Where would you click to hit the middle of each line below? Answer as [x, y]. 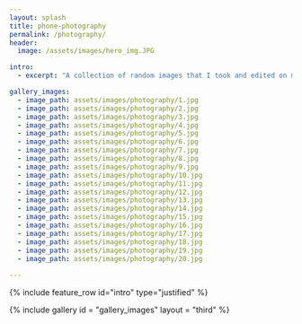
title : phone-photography [58, 26]
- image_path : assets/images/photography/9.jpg [108, 167]
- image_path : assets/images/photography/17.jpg [110, 233]
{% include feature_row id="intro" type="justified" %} [109, 293]
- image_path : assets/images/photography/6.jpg [108, 142]
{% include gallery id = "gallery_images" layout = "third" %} [120, 310]
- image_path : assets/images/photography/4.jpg [108, 125]
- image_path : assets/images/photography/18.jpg [110, 242]
